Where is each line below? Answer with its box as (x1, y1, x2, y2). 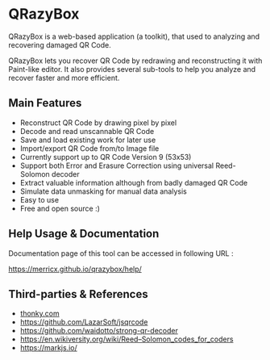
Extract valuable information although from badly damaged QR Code (19, 178, 248, 187)
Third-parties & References (8, 287, 148, 301)
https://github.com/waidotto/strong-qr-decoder (19, 326, 179, 336)
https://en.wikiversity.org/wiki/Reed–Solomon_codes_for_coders (19, 334, 234, 344)
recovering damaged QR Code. (8, 40, 111, 49)
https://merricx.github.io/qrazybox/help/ (8, 264, 143, 274)
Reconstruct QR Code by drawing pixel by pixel (19, 118, 177, 128)
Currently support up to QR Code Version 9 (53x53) (19, 152, 192, 161)
